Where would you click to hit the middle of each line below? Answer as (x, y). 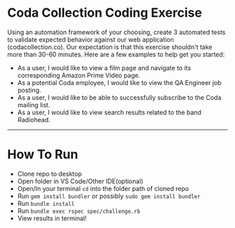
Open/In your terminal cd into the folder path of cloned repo (103, 188)
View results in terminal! (52, 218)
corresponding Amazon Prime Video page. (79, 75)
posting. (29, 90)
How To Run (43, 154)
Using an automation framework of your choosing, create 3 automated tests (116, 32)
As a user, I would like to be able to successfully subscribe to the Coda (119, 97)
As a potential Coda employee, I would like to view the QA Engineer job (119, 82)
